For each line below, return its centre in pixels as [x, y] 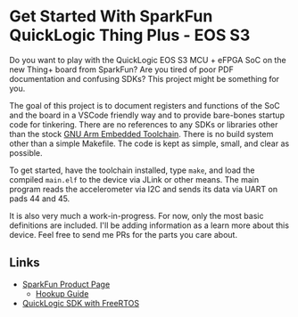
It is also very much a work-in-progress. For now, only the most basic [137, 215]
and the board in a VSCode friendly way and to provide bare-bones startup [147, 115]
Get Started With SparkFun [111, 16]
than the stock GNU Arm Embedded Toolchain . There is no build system [141, 134]
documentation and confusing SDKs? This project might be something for [144, 78]
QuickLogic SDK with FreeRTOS [81, 303]
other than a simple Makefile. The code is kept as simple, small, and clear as [149, 143]
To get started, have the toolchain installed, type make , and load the [132, 170]
